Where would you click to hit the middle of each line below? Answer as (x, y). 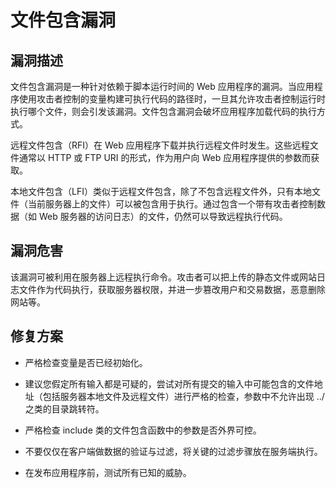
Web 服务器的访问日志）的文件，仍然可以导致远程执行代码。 (163, 216)
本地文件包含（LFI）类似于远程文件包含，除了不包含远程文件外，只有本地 (161, 191)
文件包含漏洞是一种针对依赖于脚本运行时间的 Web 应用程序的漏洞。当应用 (162, 86)
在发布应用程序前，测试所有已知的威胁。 (108, 472)
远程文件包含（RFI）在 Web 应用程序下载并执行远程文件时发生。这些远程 (160, 145)
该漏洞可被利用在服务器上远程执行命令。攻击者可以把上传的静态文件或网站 (163, 277)
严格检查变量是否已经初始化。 (86, 362)
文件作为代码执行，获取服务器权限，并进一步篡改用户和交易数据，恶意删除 (172, 289)
